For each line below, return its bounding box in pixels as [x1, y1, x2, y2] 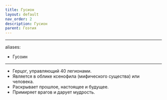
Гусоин [12, 54, 28, 60]
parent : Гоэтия [5, 26, 37, 31]
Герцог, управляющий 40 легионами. [12, 68, 92, 74]
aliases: [5, 44, 21, 50]
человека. [12, 79, 34, 85]
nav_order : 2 [5, 16, 32, 21]
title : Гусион [5, 7, 35, 12]
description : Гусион [5, 21, 48, 26]
